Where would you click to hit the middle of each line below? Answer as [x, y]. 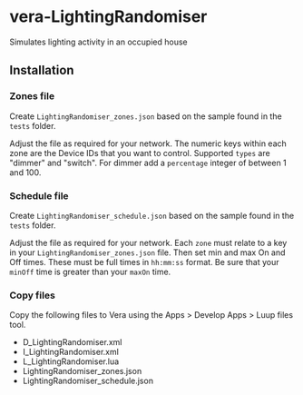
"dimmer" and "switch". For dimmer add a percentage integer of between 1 [148, 163]
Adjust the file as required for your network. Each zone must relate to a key [148, 242]
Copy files [33, 295]
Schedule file [39, 195]
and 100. [25, 172]
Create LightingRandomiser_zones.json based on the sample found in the [146, 116]
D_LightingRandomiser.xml [72, 342]
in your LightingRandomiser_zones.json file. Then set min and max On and [147, 252]
